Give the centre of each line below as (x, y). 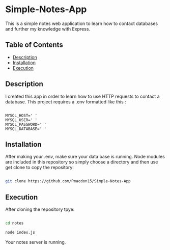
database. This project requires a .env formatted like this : (66, 102)
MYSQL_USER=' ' (21, 120)
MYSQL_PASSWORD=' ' (26, 124)
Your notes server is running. (36, 242)
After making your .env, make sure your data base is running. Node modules (85, 157)
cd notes (15, 223)
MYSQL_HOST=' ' (21, 116)
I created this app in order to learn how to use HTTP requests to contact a (82, 96)
